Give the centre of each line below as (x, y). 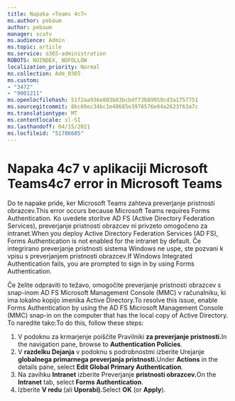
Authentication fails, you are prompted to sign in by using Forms (101, 264)
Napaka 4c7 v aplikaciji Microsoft (108, 168)
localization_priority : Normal (54, 67)
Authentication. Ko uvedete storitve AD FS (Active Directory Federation (111, 219)
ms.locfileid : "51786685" (45, 133)
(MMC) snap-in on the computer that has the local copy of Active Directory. (118, 316)
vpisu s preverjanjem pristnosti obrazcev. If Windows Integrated (100, 256)
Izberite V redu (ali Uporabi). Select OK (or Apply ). (92, 390)
